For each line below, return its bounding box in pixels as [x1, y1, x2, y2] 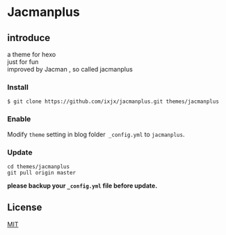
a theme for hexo [7, 50, 56, 58]
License [7, 202, 42, 213]
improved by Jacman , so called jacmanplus [7, 65, 134, 73]
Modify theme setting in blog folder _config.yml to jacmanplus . [7, 130, 185, 138]
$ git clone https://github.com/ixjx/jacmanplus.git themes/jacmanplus [7, 98, 219, 105]
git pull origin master [7, 169, 76, 176]
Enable [7, 114, 31, 124]
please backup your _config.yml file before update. [7, 181, 158, 190]
